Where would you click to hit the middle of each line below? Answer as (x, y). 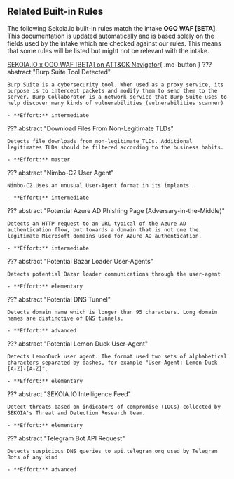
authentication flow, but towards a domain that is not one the (103, 230)
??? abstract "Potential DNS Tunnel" (59, 299)
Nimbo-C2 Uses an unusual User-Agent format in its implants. (100, 185)
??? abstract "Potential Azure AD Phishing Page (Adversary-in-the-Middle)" (116, 210)
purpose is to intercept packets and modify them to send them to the (112, 90)
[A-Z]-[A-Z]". (28, 369)
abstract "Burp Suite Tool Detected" (59, 72)
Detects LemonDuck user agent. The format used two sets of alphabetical (117, 356)
